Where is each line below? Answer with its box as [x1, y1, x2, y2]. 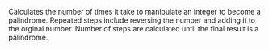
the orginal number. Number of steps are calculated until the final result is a [8, 24, 259, 33]
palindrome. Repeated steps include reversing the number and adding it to [8, 15, 256, 25]
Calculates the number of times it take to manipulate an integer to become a [8, 7, 261, 16]
